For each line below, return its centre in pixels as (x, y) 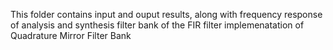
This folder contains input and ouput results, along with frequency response (166, 14)
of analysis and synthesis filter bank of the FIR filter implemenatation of (157, 25)
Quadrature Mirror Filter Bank (71, 35)
